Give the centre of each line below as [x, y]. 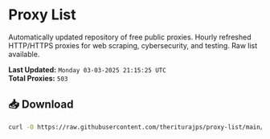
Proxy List [42, 15]
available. [24, 54]
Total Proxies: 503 [38, 78]
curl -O [21, 127]
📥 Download [41, 105]
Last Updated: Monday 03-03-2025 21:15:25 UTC [87, 69]
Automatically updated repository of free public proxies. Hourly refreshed [130, 37]
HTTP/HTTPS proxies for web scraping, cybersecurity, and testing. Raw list [133, 45]
